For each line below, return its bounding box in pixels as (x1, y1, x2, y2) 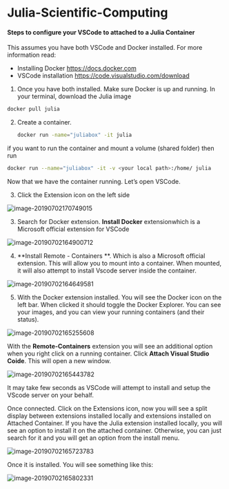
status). (17, 315, 39, 324)
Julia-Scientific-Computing (7, 5, 168, 21)
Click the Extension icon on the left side (17, 191, 130, 199)
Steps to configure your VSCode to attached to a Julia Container (7, 28, 195, 36)
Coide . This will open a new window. (7, 357, 112, 365)
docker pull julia (7, 106, 60, 113)
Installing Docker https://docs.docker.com (17, 64, 137, 73)
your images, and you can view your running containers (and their (17, 308, 205, 316)
